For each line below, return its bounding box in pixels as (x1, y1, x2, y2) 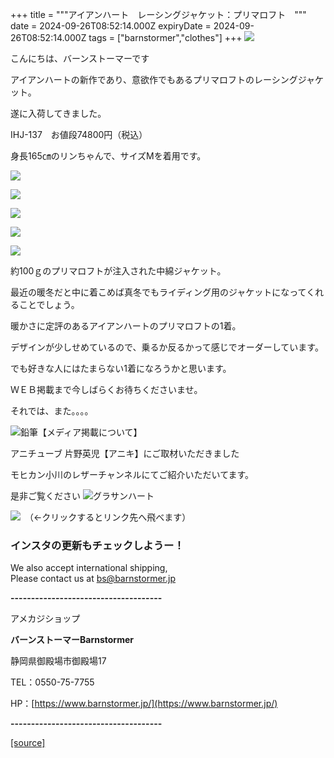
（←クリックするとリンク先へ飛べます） (28, 511, 192, 523)
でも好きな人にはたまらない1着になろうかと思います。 (10, 363, 232, 374)
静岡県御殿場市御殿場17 (10, 655, 107, 667)
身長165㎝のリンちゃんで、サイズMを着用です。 (10, 150, 207, 162)
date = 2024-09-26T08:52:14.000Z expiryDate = (10, 20, 212, 32)
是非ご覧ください (10, 490, 81, 502)
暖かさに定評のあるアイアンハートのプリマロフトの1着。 (10, 320, 242, 332)
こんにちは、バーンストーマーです (10, 53, 150, 64)
